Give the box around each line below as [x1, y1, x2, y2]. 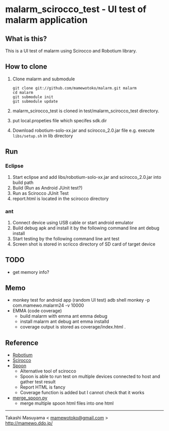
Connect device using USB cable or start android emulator [12, 219, 134, 225]
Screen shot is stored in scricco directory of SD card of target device [12, 241, 156, 247]
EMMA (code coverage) [12, 308, 62, 314]
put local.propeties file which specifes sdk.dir [12, 117, 107, 123]
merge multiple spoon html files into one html [20, 400, 114, 406]
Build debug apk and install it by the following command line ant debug [12, 225, 159, 231]
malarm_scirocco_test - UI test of [5, 4, 147, 15]
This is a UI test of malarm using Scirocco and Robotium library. [5, 48, 137, 54]
